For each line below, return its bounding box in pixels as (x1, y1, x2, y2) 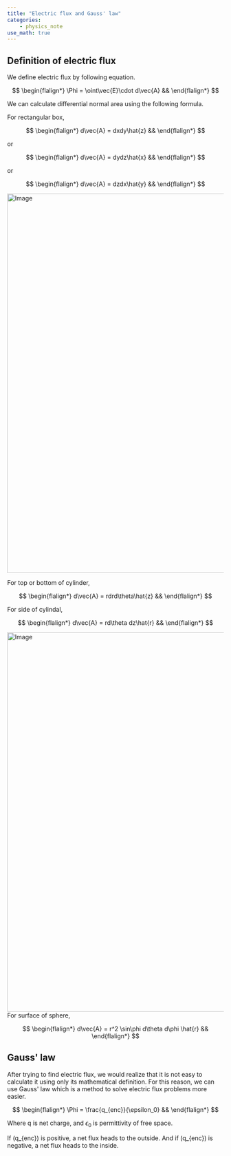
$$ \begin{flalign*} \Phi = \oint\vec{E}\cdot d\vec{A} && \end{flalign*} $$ (12, 87, 219, 95)
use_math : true (7, 29, 51, 37)
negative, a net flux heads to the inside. (7, 1141, 119, 1149)
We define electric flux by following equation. (7, 73, 135, 81)
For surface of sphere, (7, 1011, 71, 1020)
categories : (7, 17, 41, 23)
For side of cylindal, (7, 606, 63, 614)
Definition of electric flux (7, 54, 116, 66)
